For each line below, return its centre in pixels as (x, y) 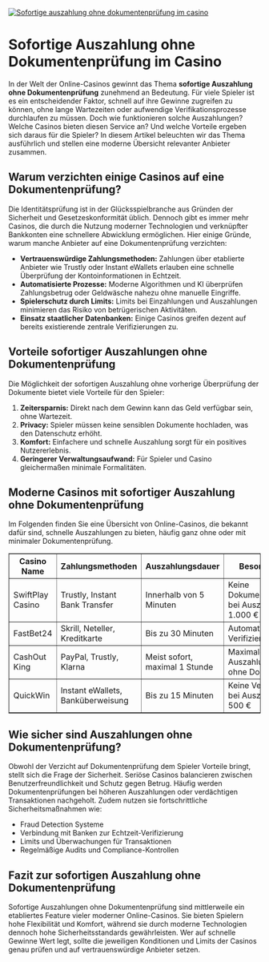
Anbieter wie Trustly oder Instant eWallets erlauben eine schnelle (127, 267)
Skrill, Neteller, (88, 629)
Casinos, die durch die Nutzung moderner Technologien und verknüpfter (128, 226)
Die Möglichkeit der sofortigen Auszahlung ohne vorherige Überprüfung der (134, 384)
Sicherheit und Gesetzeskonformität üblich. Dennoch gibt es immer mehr (129, 217)
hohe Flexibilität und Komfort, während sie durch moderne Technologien (128, 924)
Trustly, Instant (88, 595)
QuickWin (32, 695)
